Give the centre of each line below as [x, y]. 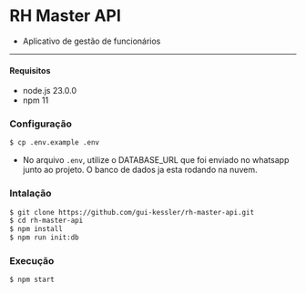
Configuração [41, 124]
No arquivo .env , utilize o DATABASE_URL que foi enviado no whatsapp [156, 160]
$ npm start [32, 280]
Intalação [31, 194]
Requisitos [30, 70]
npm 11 [36, 100]
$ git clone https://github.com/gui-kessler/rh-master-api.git [132, 212]
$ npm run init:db [44, 237]
